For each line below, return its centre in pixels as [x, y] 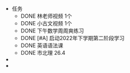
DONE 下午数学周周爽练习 [52, 31]
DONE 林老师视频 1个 [46, 16]
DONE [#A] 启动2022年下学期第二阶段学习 [72, 38]
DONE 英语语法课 [42, 45]
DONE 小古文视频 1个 [46, 23]
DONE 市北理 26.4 [43, 53]
